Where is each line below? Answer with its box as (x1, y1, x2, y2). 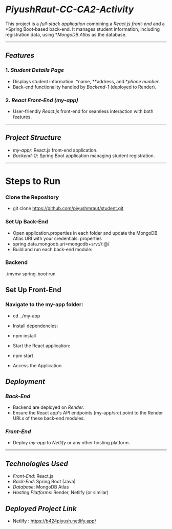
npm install (12, 332, 36, 338)
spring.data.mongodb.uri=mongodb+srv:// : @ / (12, 240, 110, 247)
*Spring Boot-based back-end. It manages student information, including (5, 26, 160, 32)
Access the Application (12, 362, 62, 368)
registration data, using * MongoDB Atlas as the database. (5, 31, 127, 37)
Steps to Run (5, 175, 60, 187)
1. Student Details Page (5, 67, 64, 74)
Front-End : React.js (12, 473, 54, 479)
